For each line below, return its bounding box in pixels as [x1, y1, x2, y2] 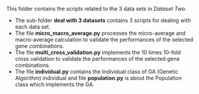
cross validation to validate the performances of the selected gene [14, 55, 180, 62]
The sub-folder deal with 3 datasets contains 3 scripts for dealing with [14, 17, 191, 23]
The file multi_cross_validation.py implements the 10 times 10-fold [14, 49, 182, 56]
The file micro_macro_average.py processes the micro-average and [14, 30, 186, 37]
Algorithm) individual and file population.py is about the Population [14, 75, 182, 81]
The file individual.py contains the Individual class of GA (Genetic [14, 68, 179, 75]
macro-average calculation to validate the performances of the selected [14, 36, 194, 43]
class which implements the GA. [14, 81, 95, 88]
